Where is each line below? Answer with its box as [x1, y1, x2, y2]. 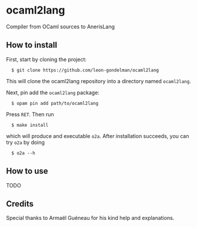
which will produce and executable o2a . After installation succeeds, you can [6, 132, 189, 139]
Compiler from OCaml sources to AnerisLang [6, 23, 115, 30]
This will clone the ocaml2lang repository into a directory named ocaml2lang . [6, 77, 191, 84]
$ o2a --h [11, 150, 35, 156]
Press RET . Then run [6, 110, 54, 118]
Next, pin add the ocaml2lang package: [6, 89, 100, 96]
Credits [6, 199, 34, 209]
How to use [6, 166, 48, 176]
